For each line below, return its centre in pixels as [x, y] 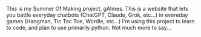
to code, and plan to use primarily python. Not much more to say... [89, 27]
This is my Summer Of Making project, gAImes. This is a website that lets [97, 9]
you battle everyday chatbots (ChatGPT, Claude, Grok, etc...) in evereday [97, 15]
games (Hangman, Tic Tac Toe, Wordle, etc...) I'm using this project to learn [100, 21]
